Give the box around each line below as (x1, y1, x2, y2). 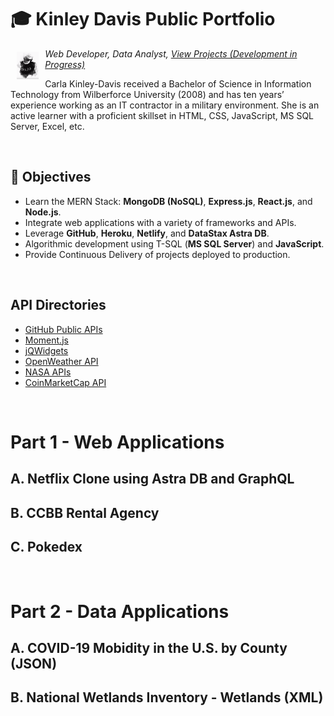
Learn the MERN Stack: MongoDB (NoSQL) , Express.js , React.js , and (24, 195, 313, 207)
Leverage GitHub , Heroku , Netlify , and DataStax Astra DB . (24, 227, 270, 239)
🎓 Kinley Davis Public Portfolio (10, 8, 276, 31)
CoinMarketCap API (24, 376, 107, 388)
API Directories (10, 297, 107, 314)
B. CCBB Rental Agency (10, 504, 160, 521)
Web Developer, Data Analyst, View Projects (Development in (44, 47, 298, 60)
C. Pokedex (10, 538, 83, 555)
